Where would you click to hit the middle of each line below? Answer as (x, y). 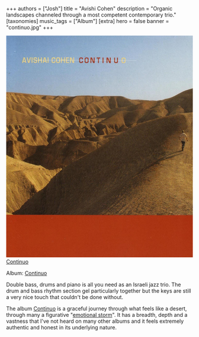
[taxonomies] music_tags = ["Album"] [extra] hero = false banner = (88, 21)
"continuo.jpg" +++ (30, 27)
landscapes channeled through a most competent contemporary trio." (91, 15)
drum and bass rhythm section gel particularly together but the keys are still (99, 291)
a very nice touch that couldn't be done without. (65, 297)
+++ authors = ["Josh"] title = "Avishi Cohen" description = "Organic (89, 9)
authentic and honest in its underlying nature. (62, 327)
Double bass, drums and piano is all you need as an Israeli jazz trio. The (94, 284)
